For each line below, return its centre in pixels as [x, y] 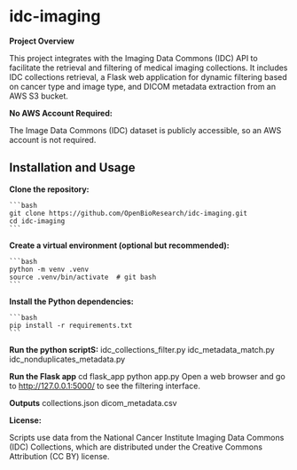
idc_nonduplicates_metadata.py [67, 359]
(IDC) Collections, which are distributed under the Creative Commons [136, 447]
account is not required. [53, 139]
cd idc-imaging [37, 221]
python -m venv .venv [49, 269]
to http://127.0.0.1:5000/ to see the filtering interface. [105, 386]
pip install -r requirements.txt [71, 325]
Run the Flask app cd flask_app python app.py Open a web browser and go [147, 376]
